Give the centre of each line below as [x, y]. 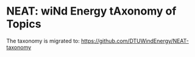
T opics [24, 24]
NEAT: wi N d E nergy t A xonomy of [91, 11]
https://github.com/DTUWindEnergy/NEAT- [135, 41]
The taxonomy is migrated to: [43, 41]
